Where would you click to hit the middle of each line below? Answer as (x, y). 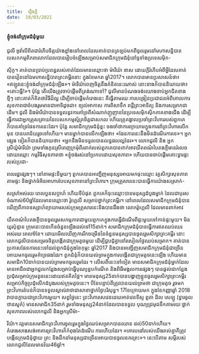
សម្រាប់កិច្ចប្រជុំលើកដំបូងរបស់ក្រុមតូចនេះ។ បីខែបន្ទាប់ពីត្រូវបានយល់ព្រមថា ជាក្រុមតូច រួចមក (95, 283)
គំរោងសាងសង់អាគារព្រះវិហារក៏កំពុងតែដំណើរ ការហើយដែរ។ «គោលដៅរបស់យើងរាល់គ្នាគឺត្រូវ (96, 330)
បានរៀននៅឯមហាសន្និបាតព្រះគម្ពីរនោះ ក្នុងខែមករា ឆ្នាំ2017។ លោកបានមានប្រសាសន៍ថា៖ (93, 77)
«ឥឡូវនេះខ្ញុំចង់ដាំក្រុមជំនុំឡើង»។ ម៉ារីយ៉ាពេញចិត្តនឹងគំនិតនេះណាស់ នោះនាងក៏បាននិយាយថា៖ (97, 84)
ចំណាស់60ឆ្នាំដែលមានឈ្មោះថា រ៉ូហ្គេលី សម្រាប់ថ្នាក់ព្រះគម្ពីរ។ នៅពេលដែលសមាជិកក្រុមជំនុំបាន (98, 200)
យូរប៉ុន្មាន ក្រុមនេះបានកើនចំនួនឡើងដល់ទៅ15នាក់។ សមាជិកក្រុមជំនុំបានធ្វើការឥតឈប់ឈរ (95, 226)
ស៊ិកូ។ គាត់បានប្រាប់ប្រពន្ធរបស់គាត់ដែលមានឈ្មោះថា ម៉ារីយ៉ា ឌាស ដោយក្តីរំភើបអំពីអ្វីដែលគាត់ (97, 69)
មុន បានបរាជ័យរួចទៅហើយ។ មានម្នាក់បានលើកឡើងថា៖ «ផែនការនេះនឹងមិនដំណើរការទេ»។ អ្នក (99, 133)
